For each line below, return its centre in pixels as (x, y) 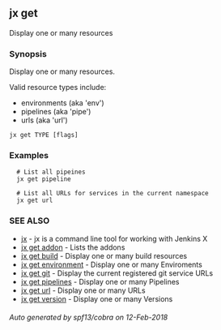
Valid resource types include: (58, 88)
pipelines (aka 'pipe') (56, 112)
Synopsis (28, 54)
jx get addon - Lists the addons (73, 247)
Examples (29, 156)
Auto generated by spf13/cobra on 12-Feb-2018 (89, 317)
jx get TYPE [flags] (44, 135)
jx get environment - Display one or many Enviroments (112, 264)
